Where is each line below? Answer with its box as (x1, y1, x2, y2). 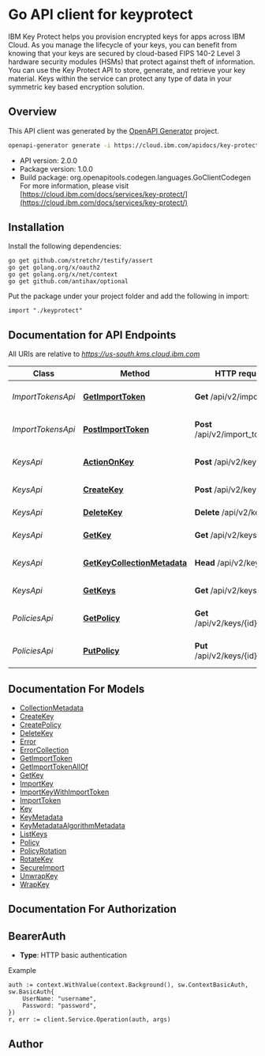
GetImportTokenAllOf (19, 762, 89, 772)
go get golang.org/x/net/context (8, 271, 118, 278)
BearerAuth (8, 929, 66, 943)
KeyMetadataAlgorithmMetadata (19, 821, 125, 831)
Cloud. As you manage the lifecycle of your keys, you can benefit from (8, 40, 237, 49)
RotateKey (19, 854, 54, 864)
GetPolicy (82, 613, 121, 624)
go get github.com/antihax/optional (8, 278, 129, 286)
